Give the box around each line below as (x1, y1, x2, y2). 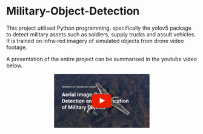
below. (6, 62, 23, 69)
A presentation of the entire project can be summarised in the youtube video (6, 55, 197, 62)
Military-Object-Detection (6, 4, 140, 18)
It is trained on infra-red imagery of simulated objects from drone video (6, 37, 184, 44)
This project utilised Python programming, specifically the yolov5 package (6, 24, 192, 32)
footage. (6, 44, 27, 51)
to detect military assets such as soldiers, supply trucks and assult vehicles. (6, 30, 196, 38)
